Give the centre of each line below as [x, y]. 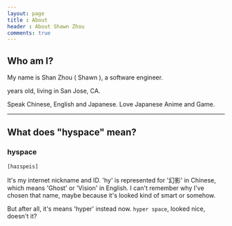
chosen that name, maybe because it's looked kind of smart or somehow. [112, 195]
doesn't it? [22, 216]
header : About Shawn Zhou [46, 26]
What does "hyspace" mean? [72, 132]
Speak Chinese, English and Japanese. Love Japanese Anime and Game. [111, 104]
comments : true [29, 33]
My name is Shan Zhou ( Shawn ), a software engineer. [85, 77]
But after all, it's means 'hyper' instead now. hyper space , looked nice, [106, 209]
